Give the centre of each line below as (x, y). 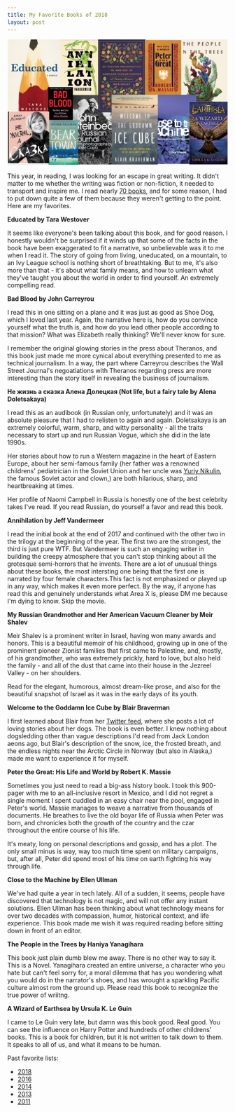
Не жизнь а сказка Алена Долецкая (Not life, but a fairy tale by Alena (112, 392)
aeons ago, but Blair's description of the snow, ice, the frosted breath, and (114, 744)
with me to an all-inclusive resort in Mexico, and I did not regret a (119, 793)
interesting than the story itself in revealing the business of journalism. (108, 378)
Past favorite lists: (33, 1058)
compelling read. (31, 285)
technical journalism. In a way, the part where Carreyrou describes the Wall (115, 363)
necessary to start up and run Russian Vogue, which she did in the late (109, 435)
